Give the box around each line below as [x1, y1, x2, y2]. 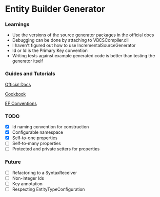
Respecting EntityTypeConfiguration [12, 186, 85, 192]
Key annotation [12, 180, 43, 187]
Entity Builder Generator [5, 3, 105, 15]
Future [5, 158, 21, 165]
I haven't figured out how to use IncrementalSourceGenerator [12, 43, 136, 49]
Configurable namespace [12, 129, 63, 135]
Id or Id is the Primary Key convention [12, 48, 88, 53]
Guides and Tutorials [5, 70, 55, 77]
